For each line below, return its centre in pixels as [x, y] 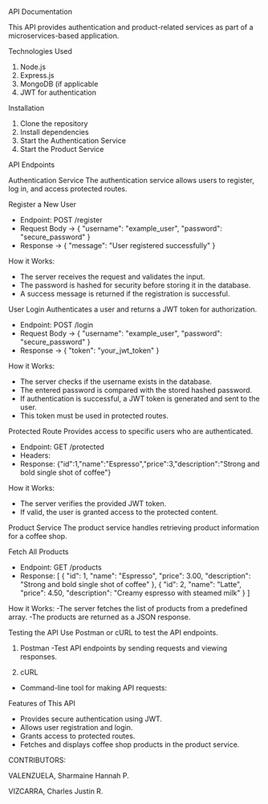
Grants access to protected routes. [77, 736]
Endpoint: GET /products [61, 567]
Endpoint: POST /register [61, 220]
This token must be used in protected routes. [94, 416]
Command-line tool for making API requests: [93, 688]
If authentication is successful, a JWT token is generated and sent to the [140, 398]
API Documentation [40, 12]
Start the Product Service [62, 149]
